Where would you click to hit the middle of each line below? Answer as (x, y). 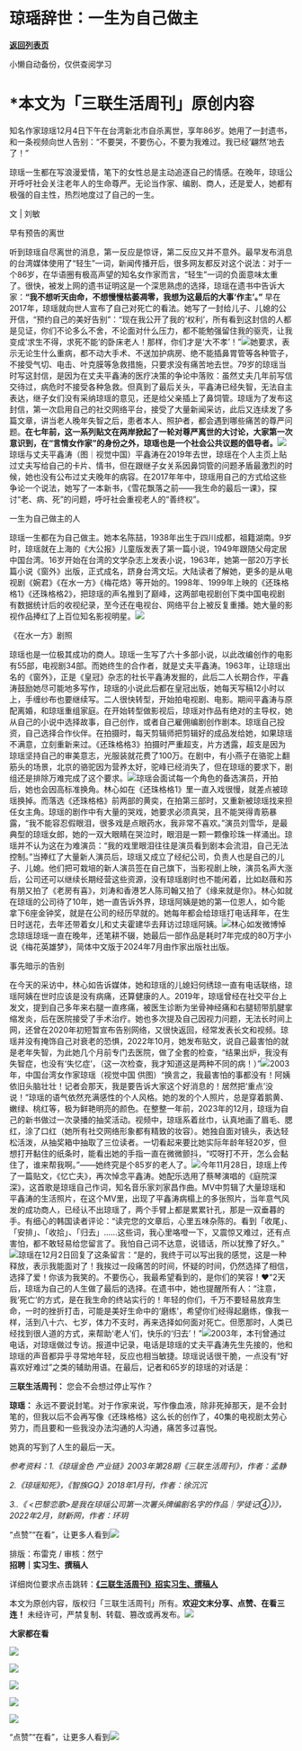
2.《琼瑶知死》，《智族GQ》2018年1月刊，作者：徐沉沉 (108, 1485)
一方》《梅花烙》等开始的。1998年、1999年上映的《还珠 (178, 582)
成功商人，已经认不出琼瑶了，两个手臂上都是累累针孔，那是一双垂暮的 (155, 1210)
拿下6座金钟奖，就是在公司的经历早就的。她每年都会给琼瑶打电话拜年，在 (146, 913)
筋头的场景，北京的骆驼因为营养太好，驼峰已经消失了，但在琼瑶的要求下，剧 (151, 766)
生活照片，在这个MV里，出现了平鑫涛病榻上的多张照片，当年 (153, 1198)
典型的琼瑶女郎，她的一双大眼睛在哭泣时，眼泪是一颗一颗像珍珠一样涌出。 (147, 834)
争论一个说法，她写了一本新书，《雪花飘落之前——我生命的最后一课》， (139, 487)
